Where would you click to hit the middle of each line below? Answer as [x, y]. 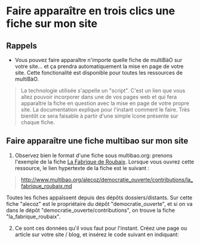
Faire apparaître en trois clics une [90, 11]
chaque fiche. [38, 122]
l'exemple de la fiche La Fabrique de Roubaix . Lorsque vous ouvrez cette [104, 162]
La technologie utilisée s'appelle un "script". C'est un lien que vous [103, 90]
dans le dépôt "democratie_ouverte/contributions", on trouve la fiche [90, 210]
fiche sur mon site [52, 24]
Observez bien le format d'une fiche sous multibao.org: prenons [94, 155]
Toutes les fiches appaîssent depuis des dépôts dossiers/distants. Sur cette [99, 197]
